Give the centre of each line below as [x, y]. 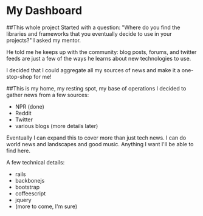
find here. [19, 150]
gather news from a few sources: [48, 95]
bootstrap [27, 187]
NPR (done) [29, 106]
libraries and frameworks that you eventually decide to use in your [89, 33]
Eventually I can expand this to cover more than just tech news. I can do [96, 138]
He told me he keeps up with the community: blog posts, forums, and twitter [101, 52]
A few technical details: [36, 162]
